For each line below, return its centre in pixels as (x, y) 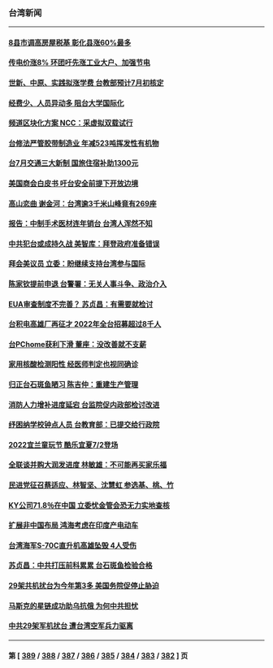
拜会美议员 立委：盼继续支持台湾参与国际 (77, 264)
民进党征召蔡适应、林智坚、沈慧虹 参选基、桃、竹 (91, 484)
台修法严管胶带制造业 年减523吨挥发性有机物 (84, 143)
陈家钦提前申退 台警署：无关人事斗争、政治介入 (88, 284)
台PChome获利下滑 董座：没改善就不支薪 (78, 344)
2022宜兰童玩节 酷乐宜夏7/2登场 (63, 445)
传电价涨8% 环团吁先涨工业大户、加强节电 (79, 63)
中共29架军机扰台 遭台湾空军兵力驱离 (71, 626)
